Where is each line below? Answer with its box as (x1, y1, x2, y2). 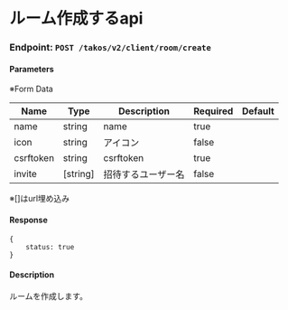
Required (193, 105, 234, 117)
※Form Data (9, 83, 54, 95)
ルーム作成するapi (9, 8, 144, 29)
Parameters (9, 63, 54, 74)
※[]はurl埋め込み (9, 193, 70, 204)
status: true (25, 242, 75, 251)
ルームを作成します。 (9, 290, 88, 301)
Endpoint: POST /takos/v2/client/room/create (9, 42, 212, 54)
